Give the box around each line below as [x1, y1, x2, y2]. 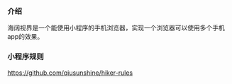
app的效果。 [7, 32, 44, 41]
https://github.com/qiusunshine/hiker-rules [7, 68, 133, 77]
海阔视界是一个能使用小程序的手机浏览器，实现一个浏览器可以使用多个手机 [7, 23, 225, 32]
